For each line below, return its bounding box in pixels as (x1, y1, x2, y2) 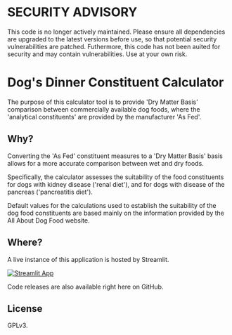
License (7, 303, 43, 315)
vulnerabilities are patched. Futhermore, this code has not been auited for (7, 42, 221, 51)
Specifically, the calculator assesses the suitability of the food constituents (7, 173, 224, 181)
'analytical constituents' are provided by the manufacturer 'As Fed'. (7, 112, 202, 121)
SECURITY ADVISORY (7, 4, 138, 20)
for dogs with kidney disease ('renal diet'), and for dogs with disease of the (7, 180, 225, 188)
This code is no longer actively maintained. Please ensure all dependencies (7, 27, 226, 36)
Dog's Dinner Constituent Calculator (7, 74, 224, 91)
